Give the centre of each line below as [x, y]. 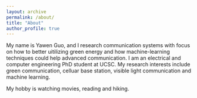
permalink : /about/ [30, 17]
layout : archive [26, 12]
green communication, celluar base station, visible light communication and [99, 71]
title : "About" [25, 23]
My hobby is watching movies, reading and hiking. [68, 89]
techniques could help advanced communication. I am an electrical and [94, 58]
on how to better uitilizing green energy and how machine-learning [88, 52]
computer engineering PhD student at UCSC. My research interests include [98, 65]
